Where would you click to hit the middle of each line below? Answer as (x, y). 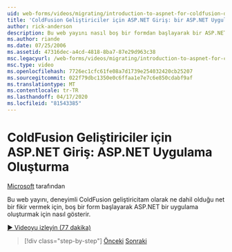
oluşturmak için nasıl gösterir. (49, 214)
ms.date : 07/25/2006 (37, 46)
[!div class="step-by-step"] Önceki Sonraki (85, 241)
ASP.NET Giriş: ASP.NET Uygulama (110, 152)
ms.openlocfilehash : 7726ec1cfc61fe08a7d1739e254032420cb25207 (100, 71)
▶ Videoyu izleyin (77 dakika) (49, 227)
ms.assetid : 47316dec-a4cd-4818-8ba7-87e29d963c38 (81, 52)
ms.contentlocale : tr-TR (43, 90)
